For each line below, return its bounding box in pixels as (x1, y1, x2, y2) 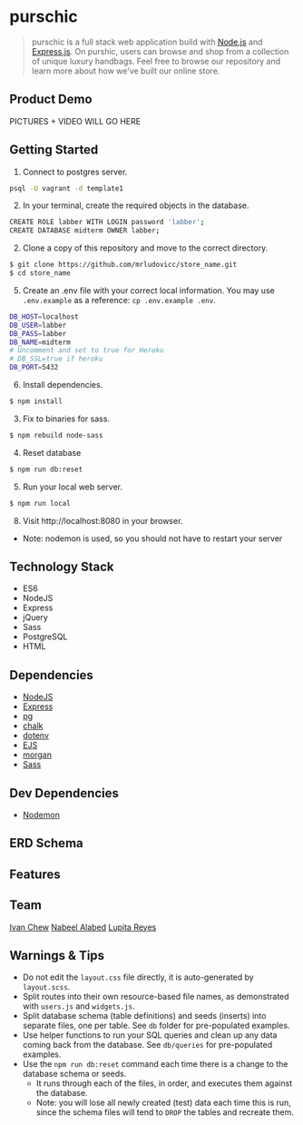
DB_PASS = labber (9, 329, 67, 338)
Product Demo (9, 92, 93, 107)
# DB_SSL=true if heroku (9, 354, 103, 364)
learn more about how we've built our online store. (31, 65, 220, 76)
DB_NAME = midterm (9, 338, 71, 347)
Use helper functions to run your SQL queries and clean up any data (22, 1030, 278, 1041)
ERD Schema (9, 835, 83, 851)
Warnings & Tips (9, 947, 105, 963)
